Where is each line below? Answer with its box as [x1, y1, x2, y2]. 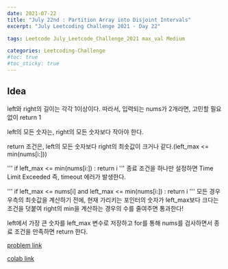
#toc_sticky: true [7, 60, 60, 67]
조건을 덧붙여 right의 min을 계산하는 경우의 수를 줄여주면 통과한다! [7, 204, 183, 212]
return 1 [19, 113, 42, 121]
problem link [7, 241, 42, 249]
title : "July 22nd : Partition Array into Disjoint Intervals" [7, 16, 192, 23]
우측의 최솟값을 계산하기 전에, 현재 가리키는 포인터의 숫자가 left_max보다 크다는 [7, 196, 219, 204]
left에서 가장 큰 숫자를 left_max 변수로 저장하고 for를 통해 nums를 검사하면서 [7, 218, 213, 227]
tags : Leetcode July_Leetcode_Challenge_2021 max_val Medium [7, 35, 186, 42]
